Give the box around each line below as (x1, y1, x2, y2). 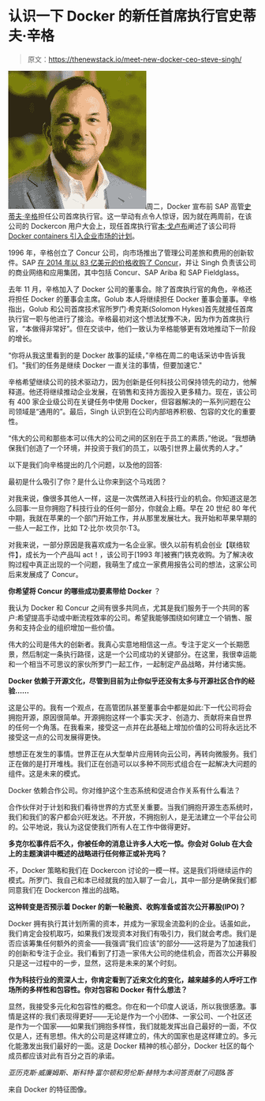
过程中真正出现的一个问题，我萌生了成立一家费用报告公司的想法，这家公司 (14, 560, 257, 569)
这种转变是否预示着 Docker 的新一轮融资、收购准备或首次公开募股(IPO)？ (8, 901, 246, 912)
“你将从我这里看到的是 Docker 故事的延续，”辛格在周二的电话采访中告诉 (8, 350, 239, 360)
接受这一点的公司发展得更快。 (8, 732, 105, 742)
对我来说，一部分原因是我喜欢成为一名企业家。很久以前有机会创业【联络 (8, 540, 243, 549)
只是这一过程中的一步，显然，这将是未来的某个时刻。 (8, 958, 181, 968)
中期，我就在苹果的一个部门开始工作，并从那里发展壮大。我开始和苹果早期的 (8, 513, 257, 522)
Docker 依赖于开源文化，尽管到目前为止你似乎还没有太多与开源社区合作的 (8, 676, 248, 685)
